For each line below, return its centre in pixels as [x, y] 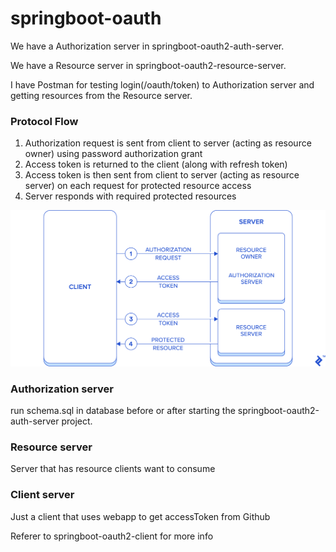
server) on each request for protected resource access [138, 186]
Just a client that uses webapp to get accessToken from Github [140, 516]
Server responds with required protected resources [130, 196]
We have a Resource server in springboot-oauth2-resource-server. [148, 65]
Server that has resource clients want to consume [113, 469]
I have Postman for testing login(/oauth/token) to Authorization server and [162, 84]
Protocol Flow [44, 121]
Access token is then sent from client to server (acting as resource [162, 175]
